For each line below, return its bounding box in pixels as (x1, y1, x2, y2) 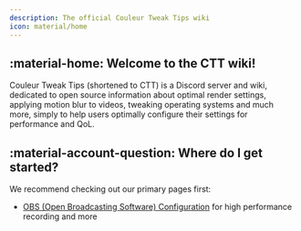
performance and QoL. (9, 119, 96, 130)
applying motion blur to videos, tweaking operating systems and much (9, 100, 275, 110)
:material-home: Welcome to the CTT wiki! (9, 56, 256, 71)
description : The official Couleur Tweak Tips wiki (9, 13, 210, 23)
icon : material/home (9, 22, 88, 31)
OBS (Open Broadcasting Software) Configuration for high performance (22, 202, 293, 213)
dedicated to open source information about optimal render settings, (9, 89, 266, 100)
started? (9, 159, 59, 174)
